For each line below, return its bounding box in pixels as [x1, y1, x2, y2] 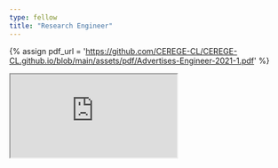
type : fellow [9, 12, 58, 22]
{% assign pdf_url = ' [9, 45, 86, 56]
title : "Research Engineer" [9, 21, 114, 30]
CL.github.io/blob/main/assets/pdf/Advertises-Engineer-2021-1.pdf [9, 55, 255, 66]
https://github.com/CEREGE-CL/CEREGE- [85, 45, 238, 56]
